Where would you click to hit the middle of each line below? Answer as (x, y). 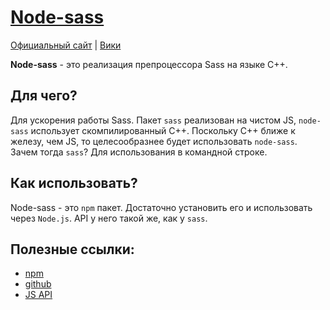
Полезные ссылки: (72, 249)
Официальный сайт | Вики (66, 45)
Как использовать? (74, 183)
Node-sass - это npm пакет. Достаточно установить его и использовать (161, 207)
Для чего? (44, 96)
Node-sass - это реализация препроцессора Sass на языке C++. (149, 64)
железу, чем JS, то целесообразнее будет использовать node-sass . (154, 141)
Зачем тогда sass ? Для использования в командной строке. (139, 152)
